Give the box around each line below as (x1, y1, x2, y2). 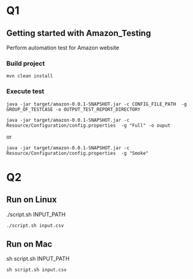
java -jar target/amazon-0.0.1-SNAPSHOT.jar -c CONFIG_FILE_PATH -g (6, 101, 188, 107)
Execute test (6, 87, 45, 96)
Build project (6, 59, 45, 68)
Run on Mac (6, 239, 53, 249)
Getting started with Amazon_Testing (6, 28, 151, 38)
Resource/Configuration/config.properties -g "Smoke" (6, 150, 149, 156)
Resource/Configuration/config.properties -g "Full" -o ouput (6, 122, 171, 129)
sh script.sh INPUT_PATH (6, 255, 70, 263)
